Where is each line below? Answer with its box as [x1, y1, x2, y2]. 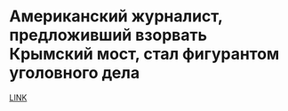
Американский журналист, [9, 6, 223, 27]
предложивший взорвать [9, 25, 207, 45]
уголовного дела [9, 63, 140, 83]
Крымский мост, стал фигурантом [9, 44, 280, 64]
